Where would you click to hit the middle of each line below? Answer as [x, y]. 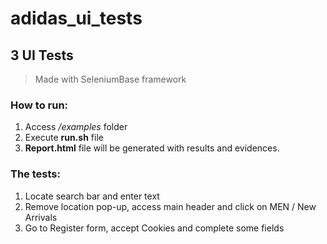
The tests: [35, 174]
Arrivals [41, 217]
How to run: [39, 105]
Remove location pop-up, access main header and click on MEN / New [170, 206]
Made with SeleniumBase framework [110, 79]
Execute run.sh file [64, 138]
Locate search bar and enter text [92, 196]
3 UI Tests [42, 55]
